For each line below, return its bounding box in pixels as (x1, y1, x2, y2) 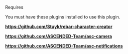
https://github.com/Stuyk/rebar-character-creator (5, 23, 113, 29)
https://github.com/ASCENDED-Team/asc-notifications (5, 43, 123, 49)
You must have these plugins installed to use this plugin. (5, 14, 121, 19)
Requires (5, 4, 23, 10)
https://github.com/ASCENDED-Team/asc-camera (5, 33, 112, 39)
